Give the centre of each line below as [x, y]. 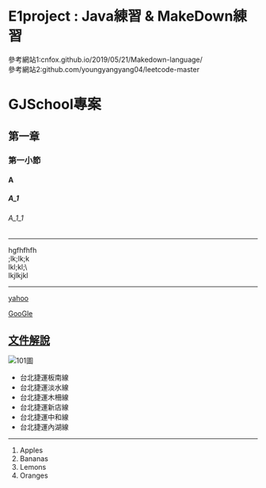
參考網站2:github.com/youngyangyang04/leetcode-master [104, 69]
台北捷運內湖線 [44, 427]
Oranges [34, 475]
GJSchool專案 [55, 105]
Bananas [34, 459]
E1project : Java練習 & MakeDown [121, 16]
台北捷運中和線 [44, 417]
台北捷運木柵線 [44, 398]
